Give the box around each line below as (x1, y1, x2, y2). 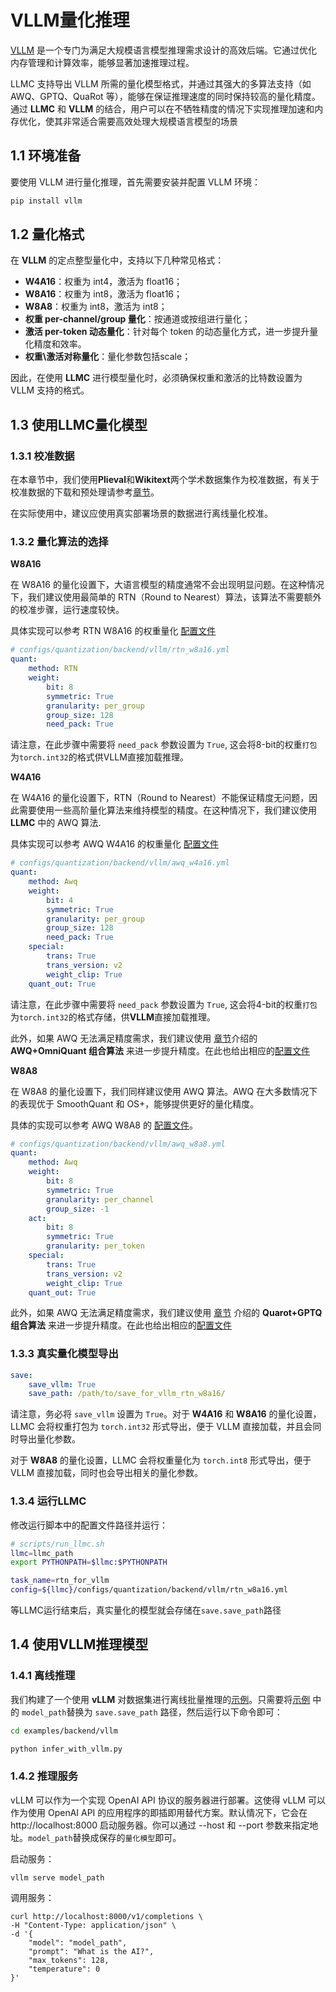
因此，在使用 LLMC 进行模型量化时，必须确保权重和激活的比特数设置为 (10, 372, 303, 384)
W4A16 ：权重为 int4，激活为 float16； (24, 276, 183, 288)
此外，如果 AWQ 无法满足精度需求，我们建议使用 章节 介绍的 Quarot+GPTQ (10, 1307, 323, 1319)
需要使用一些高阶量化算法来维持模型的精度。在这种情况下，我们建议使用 (18, 804, 317, 816)
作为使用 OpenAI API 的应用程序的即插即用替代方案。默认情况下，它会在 (10, 1806, 308, 1818)
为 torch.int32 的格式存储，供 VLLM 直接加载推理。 (10, 1011, 217, 1023)
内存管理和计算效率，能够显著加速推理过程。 (10, 56, 195, 68)
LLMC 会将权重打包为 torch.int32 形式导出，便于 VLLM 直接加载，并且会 (10, 1421, 313, 1433)
